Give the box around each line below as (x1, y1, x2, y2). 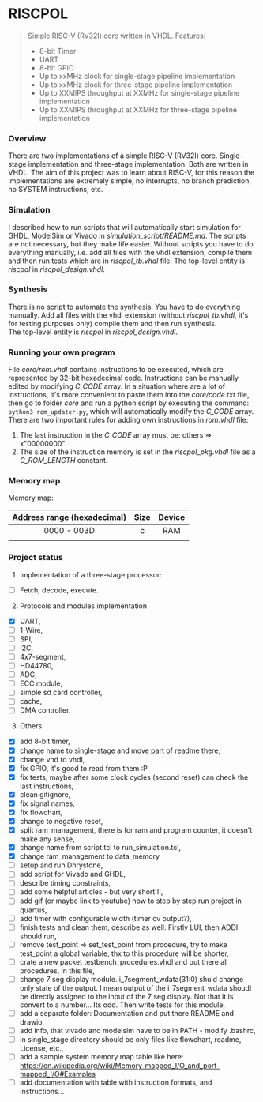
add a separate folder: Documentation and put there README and (19, 1008, 235, 1017)
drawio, (19, 1017, 45, 1027)
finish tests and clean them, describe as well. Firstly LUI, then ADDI (19, 922, 239, 932)
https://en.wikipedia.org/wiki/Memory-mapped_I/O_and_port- (19, 1061, 220, 1070)
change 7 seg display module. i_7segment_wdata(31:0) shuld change (19, 974, 244, 984)
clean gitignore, (19, 789, 71, 799)
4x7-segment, (19, 653, 66, 662)
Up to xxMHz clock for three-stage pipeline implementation (39, 80, 233, 89)
